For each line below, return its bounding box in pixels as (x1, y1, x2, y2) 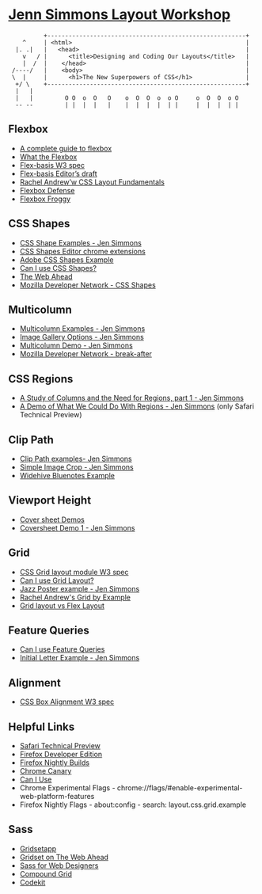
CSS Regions (8, 372, 74, 386)
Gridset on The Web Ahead (19, 852, 109, 862)
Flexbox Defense (19, 185, 75, 195)
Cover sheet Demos (19, 515, 85, 524)
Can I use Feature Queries (19, 645, 105, 654)
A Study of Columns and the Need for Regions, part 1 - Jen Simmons (19, 394, 244, 403)
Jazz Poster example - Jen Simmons (19, 584, 140, 593)
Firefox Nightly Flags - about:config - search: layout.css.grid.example (19, 800, 247, 809)
